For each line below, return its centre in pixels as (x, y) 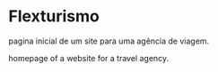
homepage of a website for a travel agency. (89, 58)
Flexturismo (54, 16)
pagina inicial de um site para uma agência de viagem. (109, 41)
